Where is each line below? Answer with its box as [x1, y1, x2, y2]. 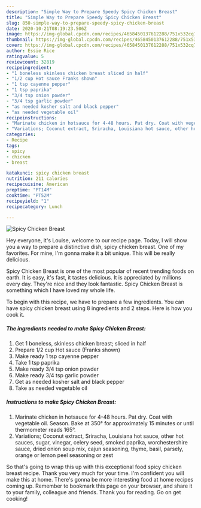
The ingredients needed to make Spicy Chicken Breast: [6, 324, 146, 332]
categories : [6, 131, 36, 138]
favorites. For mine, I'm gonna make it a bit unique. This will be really [6, 250, 175, 257]
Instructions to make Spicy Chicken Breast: [6, 398, 117, 405]
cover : [6, 43, 23, 49]
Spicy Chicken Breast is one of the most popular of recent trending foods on [6, 267, 194, 275]
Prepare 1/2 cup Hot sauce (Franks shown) [14, 346, 121, 354]
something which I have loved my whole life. [6, 287, 115, 294]
